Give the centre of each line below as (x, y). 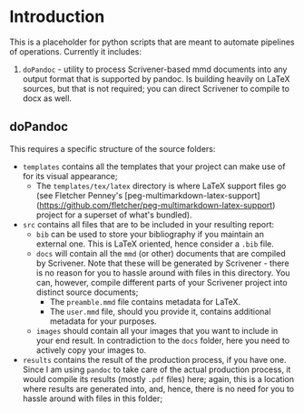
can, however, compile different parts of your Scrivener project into (162, 282)
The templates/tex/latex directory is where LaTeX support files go (161, 186)
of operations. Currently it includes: (76, 51)
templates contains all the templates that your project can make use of (154, 166)
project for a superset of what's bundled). (114, 215)
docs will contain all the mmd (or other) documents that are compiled (161, 253)
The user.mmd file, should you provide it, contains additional (160, 311)
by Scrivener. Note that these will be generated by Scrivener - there (162, 263)
